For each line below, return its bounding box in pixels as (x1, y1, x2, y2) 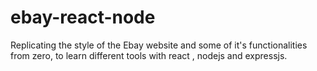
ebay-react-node (10, 6, 156, 29)
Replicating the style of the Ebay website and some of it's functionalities (10, 39, 308, 51)
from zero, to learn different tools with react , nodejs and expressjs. (10, 49, 288, 61)
